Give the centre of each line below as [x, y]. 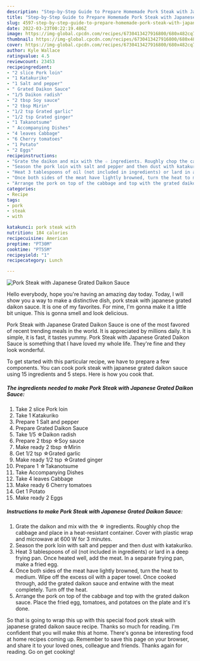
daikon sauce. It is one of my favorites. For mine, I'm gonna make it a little [96, 307]
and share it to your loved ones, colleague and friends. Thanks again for [95, 646]
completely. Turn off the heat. [52, 590]
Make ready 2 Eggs [39, 498]
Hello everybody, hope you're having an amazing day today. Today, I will [95, 294]
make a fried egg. [37, 565]
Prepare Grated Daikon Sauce [52, 428]
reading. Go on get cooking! [41, 652]
